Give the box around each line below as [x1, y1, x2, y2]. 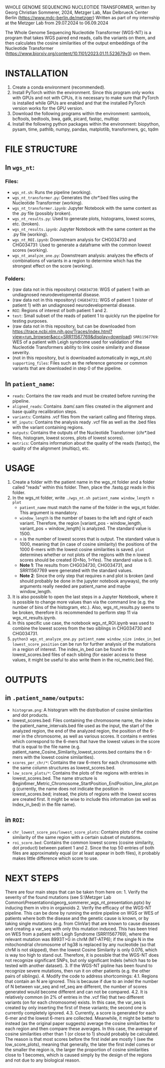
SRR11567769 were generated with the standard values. [19, 567, 133, 573]
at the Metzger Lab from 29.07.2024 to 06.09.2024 [5, 20, 108, 26]
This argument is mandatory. [19, 510, 78, 515]
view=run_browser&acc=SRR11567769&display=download [12, 334, 131, 340]
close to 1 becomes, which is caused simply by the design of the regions [5, 1052, 152, 1058]
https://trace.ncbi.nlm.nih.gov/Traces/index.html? [12, 328, 112, 334]
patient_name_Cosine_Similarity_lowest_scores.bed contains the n [12, 749, 146, 755]
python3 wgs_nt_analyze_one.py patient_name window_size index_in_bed [12, 637, 161, 642]
